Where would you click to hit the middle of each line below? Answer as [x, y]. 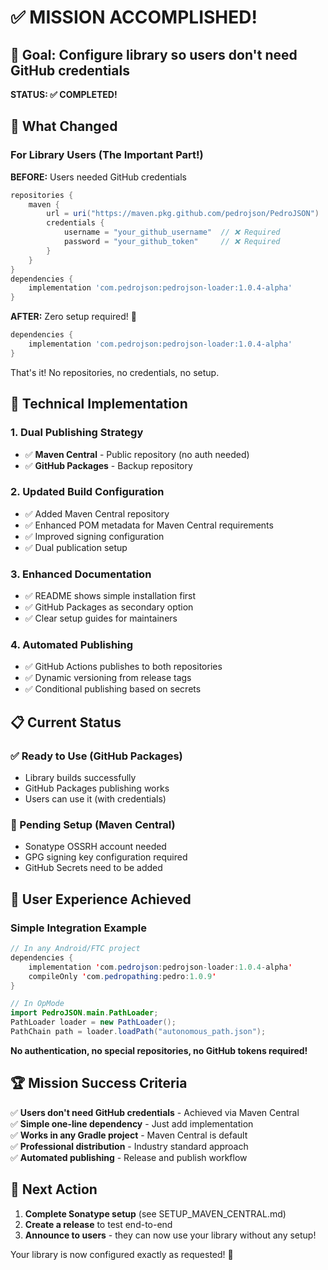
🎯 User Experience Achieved [101, 899]
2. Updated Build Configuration [87, 492]
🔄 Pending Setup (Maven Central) [93, 824]
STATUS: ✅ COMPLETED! [64, 94]
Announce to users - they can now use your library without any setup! [170, 1235]
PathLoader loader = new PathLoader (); [93, 1022]
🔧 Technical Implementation [99, 404]
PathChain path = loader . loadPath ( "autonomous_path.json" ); [138, 1032]
